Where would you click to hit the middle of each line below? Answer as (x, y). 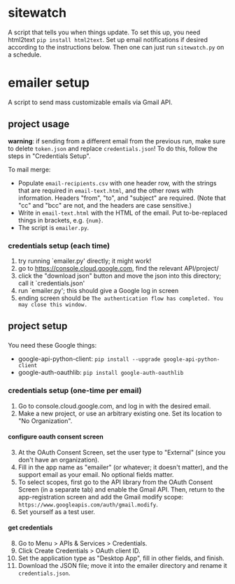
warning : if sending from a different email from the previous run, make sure (117, 141)
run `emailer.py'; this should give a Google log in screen (98, 290)
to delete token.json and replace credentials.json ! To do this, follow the (113, 148)
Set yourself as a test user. (56, 511)
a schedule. (25, 55)
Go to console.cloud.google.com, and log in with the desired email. (114, 406)
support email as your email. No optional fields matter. (96, 474)
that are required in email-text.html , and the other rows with (106, 190)
